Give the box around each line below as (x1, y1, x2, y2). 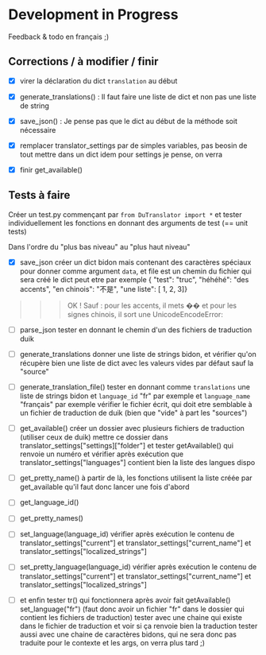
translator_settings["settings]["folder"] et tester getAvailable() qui (19, 441, 234, 451)
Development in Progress (8, 6, 179, 24)
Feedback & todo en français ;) (8, 32, 110, 41)
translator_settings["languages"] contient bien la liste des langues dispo (19, 458, 256, 467)
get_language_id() (19, 498, 79, 507)
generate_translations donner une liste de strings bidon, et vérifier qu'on (19, 350, 256, 359)
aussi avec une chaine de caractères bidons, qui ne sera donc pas (19, 630, 237, 639)
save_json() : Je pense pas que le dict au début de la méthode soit (19, 116, 238, 126)
